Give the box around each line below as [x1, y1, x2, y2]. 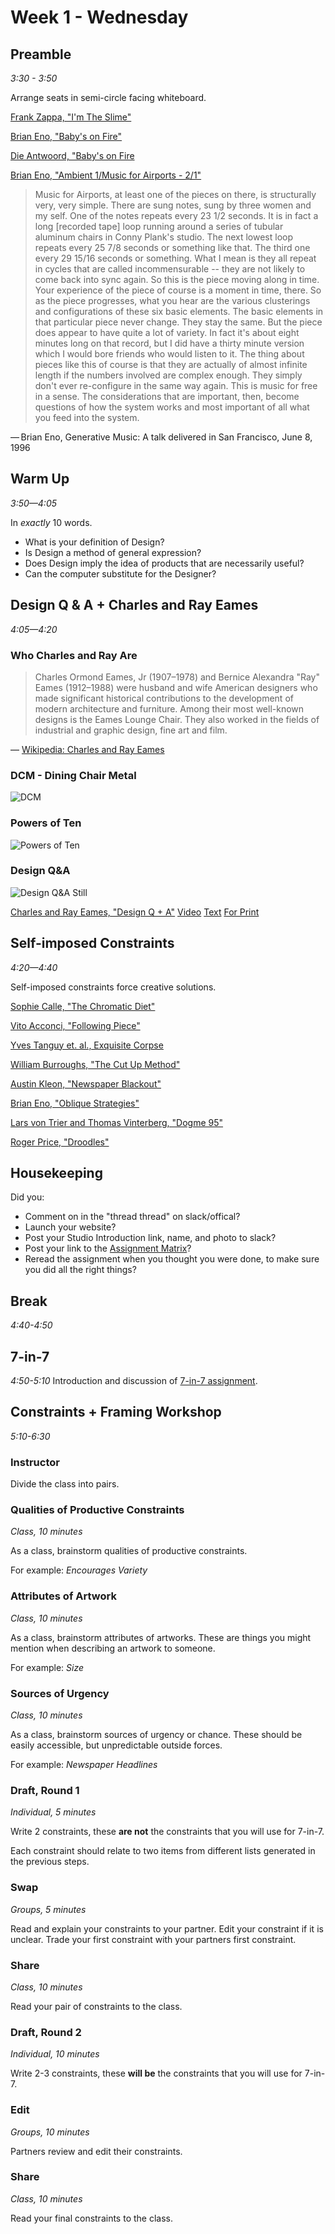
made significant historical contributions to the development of [34, 692, 294, 704]
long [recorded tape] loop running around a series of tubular [34, 221, 284, 232]
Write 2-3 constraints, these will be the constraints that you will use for [10, 2067, 303, 2080]
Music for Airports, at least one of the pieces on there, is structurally [34, 189, 317, 200]
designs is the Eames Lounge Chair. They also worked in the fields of [34, 713, 320, 725]
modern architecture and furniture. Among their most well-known [34, 702, 305, 715]
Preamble [10, 46, 72, 63]
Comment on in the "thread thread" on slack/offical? [24, 1211, 241, 1223]
